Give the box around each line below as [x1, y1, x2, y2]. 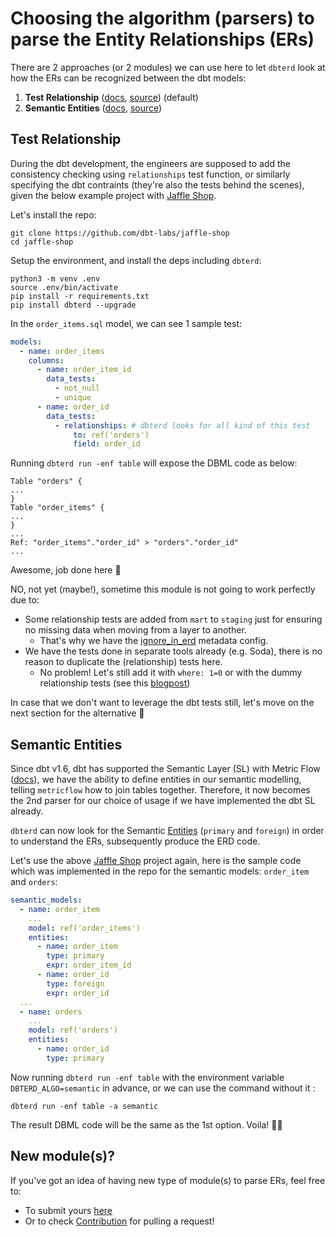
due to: [10, 594, 40, 606]
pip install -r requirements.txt [10, 291, 150, 301]
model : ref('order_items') [28, 923, 141, 933]
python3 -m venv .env [10, 273, 101, 284]
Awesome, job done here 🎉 [10, 564, 122, 576]
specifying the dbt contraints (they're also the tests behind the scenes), [10, 178, 305, 191]
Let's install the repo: [10, 208, 97, 221]
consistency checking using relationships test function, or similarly [10, 168, 291, 180]
